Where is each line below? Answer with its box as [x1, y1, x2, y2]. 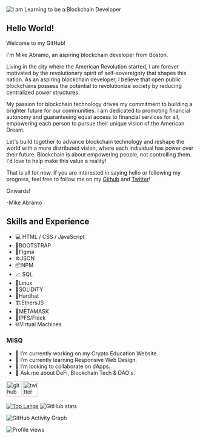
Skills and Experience [6, 216, 90, 227]
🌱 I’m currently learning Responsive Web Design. [15, 356, 138, 363]
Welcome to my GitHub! [6, 39, 65, 47]
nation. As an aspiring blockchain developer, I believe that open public [6, 76, 181, 83]
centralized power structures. [6, 89, 80, 96]
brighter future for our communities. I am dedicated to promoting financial [6, 107, 191, 114]
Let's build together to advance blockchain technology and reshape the [6, 138, 185, 145]
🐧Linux [15, 279, 33, 286]
